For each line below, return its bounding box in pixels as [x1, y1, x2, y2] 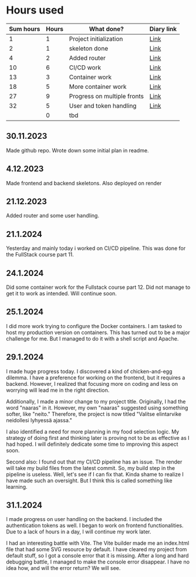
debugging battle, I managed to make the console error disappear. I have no [6, 558, 190, 565]
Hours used [6, 4, 64, 17]
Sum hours [9, 25, 40, 33]
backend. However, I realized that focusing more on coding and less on [6, 380, 178, 387]
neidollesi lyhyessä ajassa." [6, 416, 72, 423]
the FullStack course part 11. [6, 251, 75, 258]
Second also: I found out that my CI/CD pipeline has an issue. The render [6, 458, 183, 465]
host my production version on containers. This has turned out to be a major [6, 329, 190, 336]
